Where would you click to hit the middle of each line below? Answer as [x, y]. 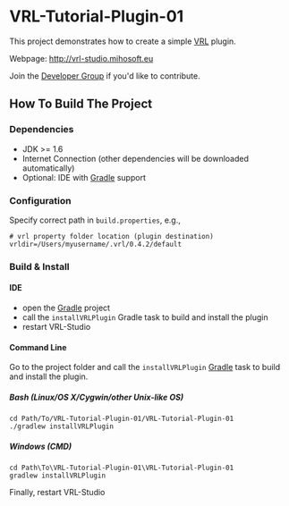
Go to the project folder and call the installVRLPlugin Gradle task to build [145, 367]
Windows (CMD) [41, 446]
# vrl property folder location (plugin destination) [112, 236]
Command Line [38, 347]
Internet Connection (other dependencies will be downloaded [135, 158]
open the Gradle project [66, 308]
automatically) [48, 168]
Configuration [40, 200]
